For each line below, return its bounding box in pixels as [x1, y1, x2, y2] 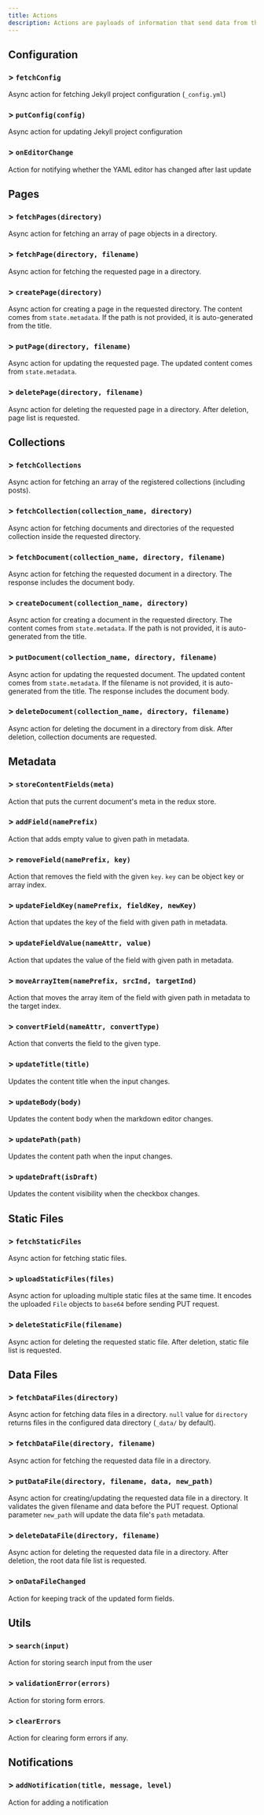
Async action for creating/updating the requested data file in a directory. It [8, 1493, 249, 1503]
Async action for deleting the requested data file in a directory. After [8, 1548, 229, 1557]
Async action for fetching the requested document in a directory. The [8, 569, 233, 578]
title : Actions [8, 11, 58, 20]
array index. [8, 880, 47, 890]
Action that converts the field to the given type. [8, 1039, 161, 1048]
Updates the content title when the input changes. [8, 1077, 170, 1086]
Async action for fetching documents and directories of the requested [8, 523, 234, 533]
